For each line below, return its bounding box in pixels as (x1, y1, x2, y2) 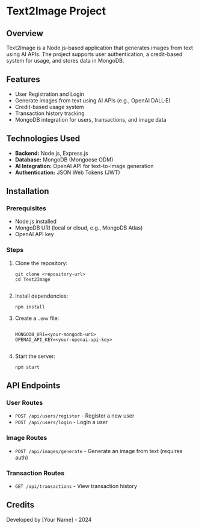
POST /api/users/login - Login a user (14, 419, 108, 426)
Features (6, 74, 40, 85)
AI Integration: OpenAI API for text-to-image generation (14, 162, 154, 169)
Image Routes (6, 434, 47, 442)
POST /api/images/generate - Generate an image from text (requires (14, 447, 183, 454)
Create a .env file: (14, 315, 60, 322)
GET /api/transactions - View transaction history (14, 482, 137, 489)
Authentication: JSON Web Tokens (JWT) (14, 169, 120, 176)
